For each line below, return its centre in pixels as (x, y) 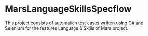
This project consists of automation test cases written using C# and (74, 23)
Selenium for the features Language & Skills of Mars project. (67, 28)
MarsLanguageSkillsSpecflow (68, 9)
